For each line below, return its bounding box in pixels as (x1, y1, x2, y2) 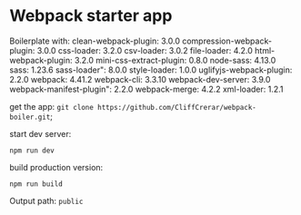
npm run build (9, 179, 64, 189)
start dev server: (9, 128, 72, 139)
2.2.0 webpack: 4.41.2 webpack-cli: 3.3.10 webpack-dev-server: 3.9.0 (9, 73, 271, 84)
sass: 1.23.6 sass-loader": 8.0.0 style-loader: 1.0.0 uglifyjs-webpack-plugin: (9, 64, 293, 75)
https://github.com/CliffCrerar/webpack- (96, 103, 256, 112)
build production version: (9, 161, 104, 172)
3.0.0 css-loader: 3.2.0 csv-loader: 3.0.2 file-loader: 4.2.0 (36, 44, 253, 55)
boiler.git (9, 112, 51, 122)
